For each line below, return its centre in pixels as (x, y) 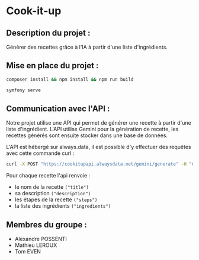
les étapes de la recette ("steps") (56, 199)
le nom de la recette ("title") (52, 187)
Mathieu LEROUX (36, 245)
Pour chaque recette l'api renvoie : (48, 176)
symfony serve (24, 90)
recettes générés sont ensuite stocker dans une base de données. (87, 135)
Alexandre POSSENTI (41, 239)
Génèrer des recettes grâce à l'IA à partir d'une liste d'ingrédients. (87, 47)
